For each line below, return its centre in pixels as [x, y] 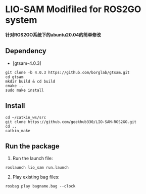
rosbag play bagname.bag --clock [40, 186]
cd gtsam [14, 77]
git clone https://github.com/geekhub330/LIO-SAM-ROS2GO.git [71, 122]
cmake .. [14, 86]
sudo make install [25, 90]
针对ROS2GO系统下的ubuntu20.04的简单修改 [53, 34]
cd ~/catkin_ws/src [26, 118]
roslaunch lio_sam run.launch [37, 168]
